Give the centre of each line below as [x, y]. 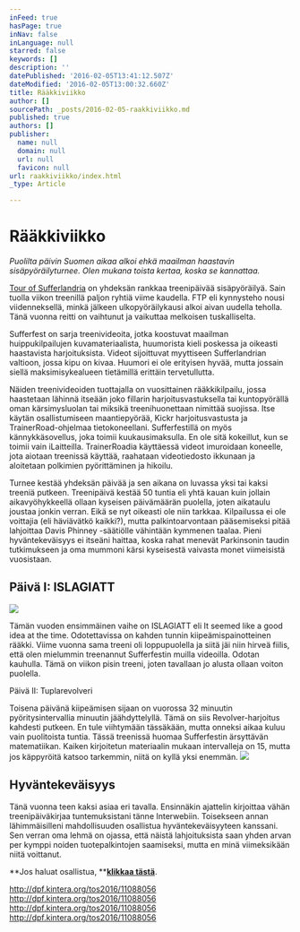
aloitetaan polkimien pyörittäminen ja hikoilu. [91, 466]
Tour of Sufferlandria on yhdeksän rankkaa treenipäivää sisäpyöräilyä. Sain [147, 289]
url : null [35, 159]
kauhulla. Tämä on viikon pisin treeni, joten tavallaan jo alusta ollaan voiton [146, 663]
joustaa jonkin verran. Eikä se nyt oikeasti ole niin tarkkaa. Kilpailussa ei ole [148, 512]
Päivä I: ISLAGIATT [62, 587]
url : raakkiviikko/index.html [66, 176]
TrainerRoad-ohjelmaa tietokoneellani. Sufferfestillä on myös [121, 427]
